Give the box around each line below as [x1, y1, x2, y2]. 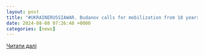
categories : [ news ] [6, 25, 56, 32]
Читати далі [6, 42, 37, 50]
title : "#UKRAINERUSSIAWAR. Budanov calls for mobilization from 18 [6, 15, 183, 21]
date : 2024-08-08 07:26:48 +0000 [6, 20, 91, 26]
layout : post [6, 8, 39, 15]
